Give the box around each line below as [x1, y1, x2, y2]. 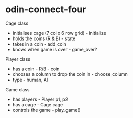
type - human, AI [12, 76, 48, 83]
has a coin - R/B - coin [12, 66, 60, 72]
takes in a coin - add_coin [12, 41, 67, 47]
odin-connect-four [5, 4, 86, 15]
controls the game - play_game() [12, 107, 81, 113]
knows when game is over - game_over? [12, 46, 97, 52]
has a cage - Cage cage [12, 101, 63, 107]
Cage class [5, 20, 29, 26]
